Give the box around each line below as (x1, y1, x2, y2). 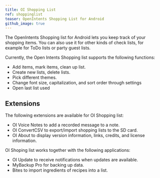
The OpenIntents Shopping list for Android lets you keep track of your (5, 35, 146, 40)
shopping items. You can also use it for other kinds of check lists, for (5, 40, 144, 46)
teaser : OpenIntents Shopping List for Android (5, 16, 105, 21)
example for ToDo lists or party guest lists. (5, 45, 91, 51)
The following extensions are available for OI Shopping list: (5, 112, 124, 118)
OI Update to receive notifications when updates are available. (12, 157, 138, 163)
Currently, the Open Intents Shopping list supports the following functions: (5, 55, 156, 61)
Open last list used (12, 85, 50, 91)
